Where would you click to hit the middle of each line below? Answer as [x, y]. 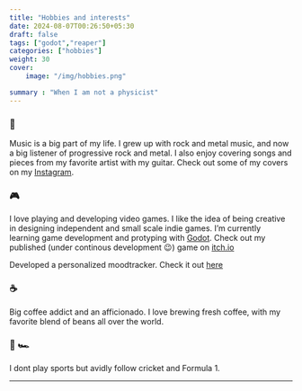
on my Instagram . [42, 172]
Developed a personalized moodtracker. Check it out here [116, 265]
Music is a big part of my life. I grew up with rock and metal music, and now [149, 143]
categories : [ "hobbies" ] [56, 51]
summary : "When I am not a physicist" [84, 92]
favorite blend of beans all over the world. [87, 321]
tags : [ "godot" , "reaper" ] [58, 43]
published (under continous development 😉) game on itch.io [122, 247]
